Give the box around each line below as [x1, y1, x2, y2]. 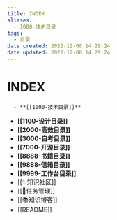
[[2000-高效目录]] [17, 125, 71, 133]
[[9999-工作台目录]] [17, 169, 77, 177]
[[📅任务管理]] [17, 186, 56, 195]
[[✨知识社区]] [17, 177, 56, 186]
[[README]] [17, 205, 52, 214]
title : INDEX [7, 10, 45, 17]
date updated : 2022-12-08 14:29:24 [7, 50, 111, 57]
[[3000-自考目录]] [17, 134, 71, 142]
